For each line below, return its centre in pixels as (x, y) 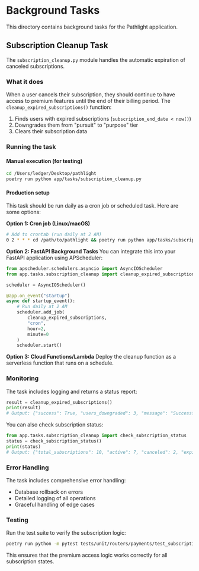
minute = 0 (38, 334)
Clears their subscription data (51, 131)
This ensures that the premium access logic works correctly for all (87, 555)
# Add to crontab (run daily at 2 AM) (54, 235)
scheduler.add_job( (41, 312)
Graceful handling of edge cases (54, 504)
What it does (25, 81)
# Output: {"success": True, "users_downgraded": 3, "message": (87, 413)
